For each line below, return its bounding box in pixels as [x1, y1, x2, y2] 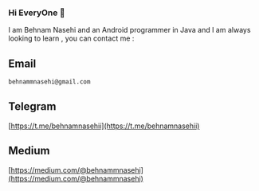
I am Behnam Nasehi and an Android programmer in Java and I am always [8, 25, 251, 35]
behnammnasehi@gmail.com [8, 78, 91, 86]
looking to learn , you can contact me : [8, 33, 135, 43]
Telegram [8, 99, 57, 114]
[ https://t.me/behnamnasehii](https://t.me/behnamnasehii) [8, 121, 200, 131]
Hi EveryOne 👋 [8, 7, 65, 18]
